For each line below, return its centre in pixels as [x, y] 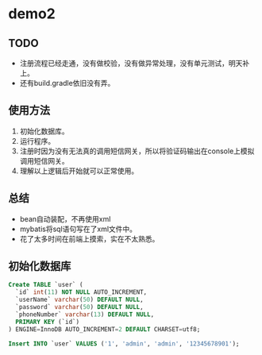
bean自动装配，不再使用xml [65, 218]
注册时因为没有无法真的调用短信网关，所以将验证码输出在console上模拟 [137, 151]
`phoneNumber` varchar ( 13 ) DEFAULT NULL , [85, 314]
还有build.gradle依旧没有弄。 [67, 83]
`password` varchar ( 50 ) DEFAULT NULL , [80, 307]
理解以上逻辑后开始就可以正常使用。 [79, 171]
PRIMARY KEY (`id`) [48, 322]
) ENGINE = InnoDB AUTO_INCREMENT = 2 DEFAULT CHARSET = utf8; [104, 329]
